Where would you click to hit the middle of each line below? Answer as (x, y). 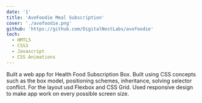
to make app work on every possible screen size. (68, 93)
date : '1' (19, 12)
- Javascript (28, 51)
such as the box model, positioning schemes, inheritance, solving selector (99, 81)
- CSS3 (20, 46)
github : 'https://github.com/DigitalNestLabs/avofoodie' (80, 29)
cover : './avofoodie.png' (39, 23)
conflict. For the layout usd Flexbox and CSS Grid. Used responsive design (100, 87)
